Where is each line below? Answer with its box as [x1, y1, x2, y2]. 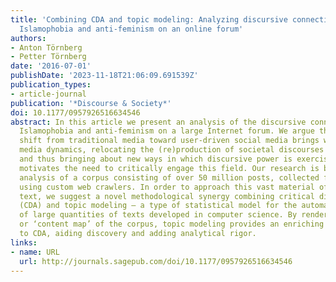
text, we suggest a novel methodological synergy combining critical [19, 191, 315, 201]
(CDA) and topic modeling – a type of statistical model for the [19, 201, 298, 211]
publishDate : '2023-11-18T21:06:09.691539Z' [10, 71, 199, 81]
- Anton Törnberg [10, 42, 83, 53]
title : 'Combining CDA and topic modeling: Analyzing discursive [10, 14, 288, 25]
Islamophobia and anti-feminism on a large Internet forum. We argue [19, 126, 315, 136]
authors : [10, 33, 47, 43]
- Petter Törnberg [10, 52, 87, 62]
